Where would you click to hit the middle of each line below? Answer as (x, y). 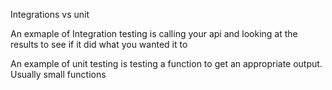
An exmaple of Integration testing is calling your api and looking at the (154, 33)
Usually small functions (58, 74)
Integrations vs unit (50, 14)
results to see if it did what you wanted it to (99, 44)
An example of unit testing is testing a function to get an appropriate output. (166, 63)
